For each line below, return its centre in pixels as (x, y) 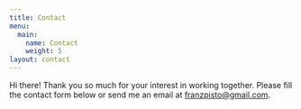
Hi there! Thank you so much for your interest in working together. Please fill (151, 85)
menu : (19, 26)
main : (28, 34)
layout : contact (40, 59)
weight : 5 (44, 51)
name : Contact (52, 43)
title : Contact (38, 18)
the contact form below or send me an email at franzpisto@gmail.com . (140, 95)
